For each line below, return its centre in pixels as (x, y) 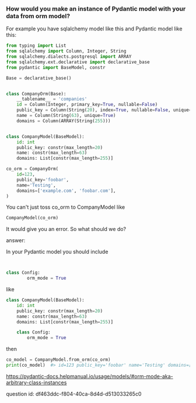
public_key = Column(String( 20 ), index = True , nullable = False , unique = (104, 110)
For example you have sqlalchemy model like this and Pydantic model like (94, 29)
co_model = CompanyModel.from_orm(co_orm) (58, 360)
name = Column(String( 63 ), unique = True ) (66, 116)
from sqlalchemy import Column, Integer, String (66, 51)
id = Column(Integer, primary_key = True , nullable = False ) (87, 105)
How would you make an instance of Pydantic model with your (96, 9)
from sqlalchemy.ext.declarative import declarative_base (78, 62)
